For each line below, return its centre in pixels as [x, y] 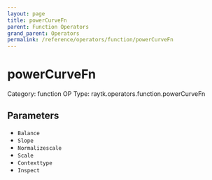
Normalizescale [40, 148]
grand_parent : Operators [43, 33]
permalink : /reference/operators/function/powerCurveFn [90, 40]
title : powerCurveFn [37, 20]
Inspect [28, 170]
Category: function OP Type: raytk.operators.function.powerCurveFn [106, 94]
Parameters [33, 116]
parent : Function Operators [48, 27]
